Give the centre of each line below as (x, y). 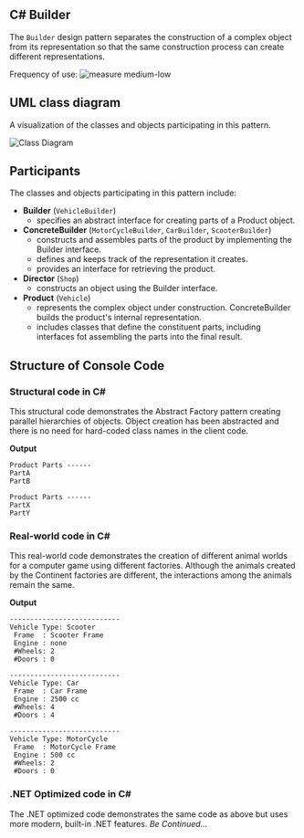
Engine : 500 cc (44, 755)
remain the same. (42, 585)
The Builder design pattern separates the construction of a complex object (151, 37)
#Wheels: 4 (34, 707)
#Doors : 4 (34, 716)
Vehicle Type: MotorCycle (58, 739)
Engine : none (40, 644)
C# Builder (40, 15)
